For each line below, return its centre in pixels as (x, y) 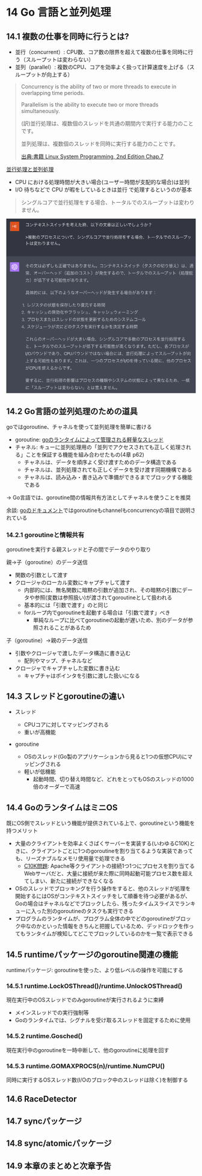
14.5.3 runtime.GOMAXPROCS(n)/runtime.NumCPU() (86, 1066)
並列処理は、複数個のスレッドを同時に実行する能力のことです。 (99, 144)
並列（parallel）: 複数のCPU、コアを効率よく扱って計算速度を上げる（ (102, 67)
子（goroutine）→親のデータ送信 (47, 640)
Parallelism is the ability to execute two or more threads (90, 105)
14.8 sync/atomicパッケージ (59, 1144)
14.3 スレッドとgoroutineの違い (66, 696)
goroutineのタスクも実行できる (95, 911)
